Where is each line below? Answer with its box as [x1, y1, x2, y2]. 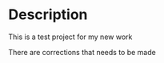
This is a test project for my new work [8, 32, 133, 41]
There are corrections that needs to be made [8, 47, 156, 57]
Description [8, 6, 88, 24]
